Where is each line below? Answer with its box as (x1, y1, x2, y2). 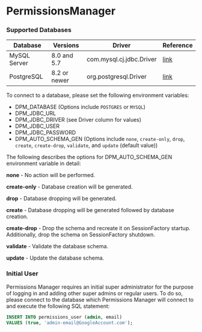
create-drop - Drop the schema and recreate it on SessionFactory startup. (6, 225, 191, 232)
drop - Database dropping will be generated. (6, 195, 117, 202)
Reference (162, 41, 193, 49)
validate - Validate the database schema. (6, 243, 109, 250)
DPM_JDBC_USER (14, 122, 60, 130)
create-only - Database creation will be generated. (6, 183, 133, 190)
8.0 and (51, 51, 73, 60)
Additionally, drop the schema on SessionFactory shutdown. (6, 231, 155, 239)
